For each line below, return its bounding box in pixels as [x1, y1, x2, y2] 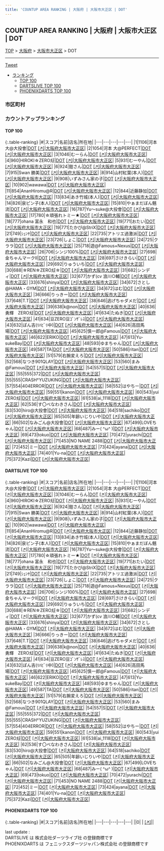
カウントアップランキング [5, 116, 65, 122]
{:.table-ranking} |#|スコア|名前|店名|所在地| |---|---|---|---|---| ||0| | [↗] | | [5, 819, 154, 825]
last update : [5, 829, 30, 834]
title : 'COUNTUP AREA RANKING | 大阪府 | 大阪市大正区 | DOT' [5, 7, 128, 12]
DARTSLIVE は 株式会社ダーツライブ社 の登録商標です [5, 834, 113, 840]
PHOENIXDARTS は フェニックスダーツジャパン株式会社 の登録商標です [5, 841, 149, 847]
